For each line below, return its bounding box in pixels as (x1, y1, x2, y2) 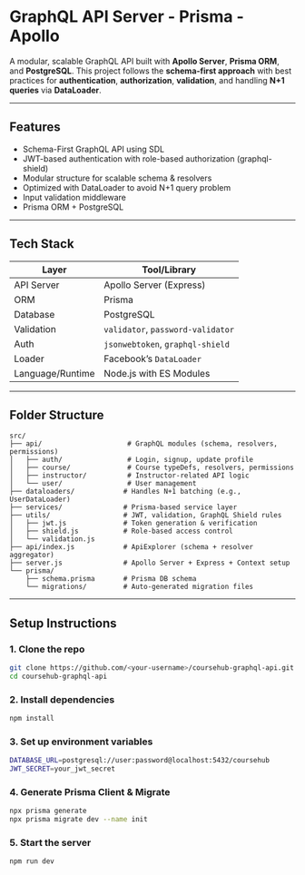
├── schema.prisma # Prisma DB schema (25, 575, 197, 584)
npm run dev (9, 857, 54, 866)
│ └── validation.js (9, 535, 95, 544)
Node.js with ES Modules (103, 367, 211, 379)
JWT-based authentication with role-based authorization (22, 152, 235, 164)
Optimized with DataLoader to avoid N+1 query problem (22, 182, 231, 192)
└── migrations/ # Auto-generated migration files (25, 583, 254, 592)
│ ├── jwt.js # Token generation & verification (9, 519, 258, 528)
